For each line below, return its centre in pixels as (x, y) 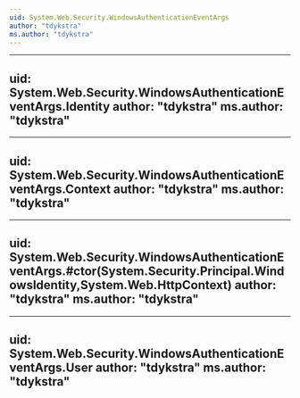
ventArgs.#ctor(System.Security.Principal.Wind (147, 272)
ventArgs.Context (60, 189)
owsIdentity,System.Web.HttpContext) (121, 285)
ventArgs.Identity (60, 107)
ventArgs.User (51, 368)
